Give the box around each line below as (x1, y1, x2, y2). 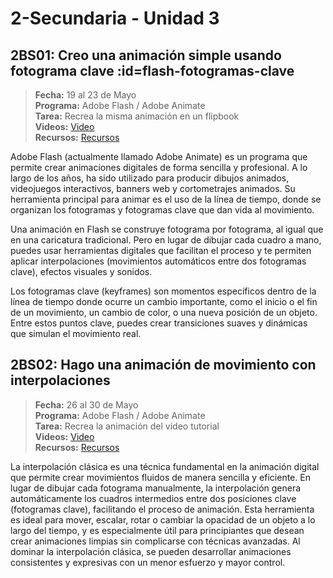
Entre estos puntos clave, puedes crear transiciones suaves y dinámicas (10, 317, 308, 329)
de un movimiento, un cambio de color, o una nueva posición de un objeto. (10, 307, 318, 318)
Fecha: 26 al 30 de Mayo (34, 398, 139, 411)
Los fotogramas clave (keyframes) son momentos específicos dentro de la (10, 285, 317, 297)
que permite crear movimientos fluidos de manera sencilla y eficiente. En (10, 471, 311, 483)
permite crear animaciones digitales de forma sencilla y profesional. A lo (10, 162, 308, 173)
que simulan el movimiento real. (10, 328, 142, 339)
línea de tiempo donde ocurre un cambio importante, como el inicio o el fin (10, 296, 318, 307)
